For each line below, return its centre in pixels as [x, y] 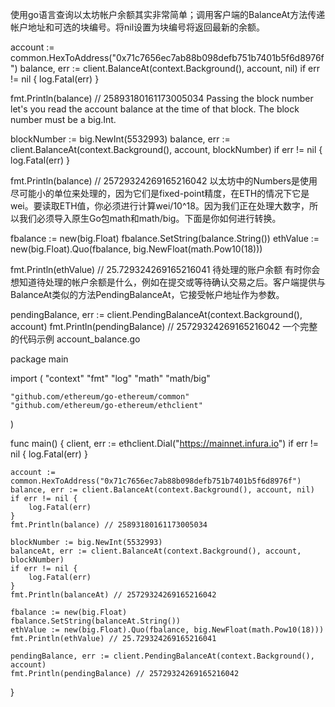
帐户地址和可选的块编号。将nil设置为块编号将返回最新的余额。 [138, 27]
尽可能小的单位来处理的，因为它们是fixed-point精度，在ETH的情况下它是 [160, 193]
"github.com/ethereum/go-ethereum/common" [100, 397]
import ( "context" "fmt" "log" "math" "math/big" [110, 378]
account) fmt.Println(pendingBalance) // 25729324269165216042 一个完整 [164, 326]
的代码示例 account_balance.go [75, 339]
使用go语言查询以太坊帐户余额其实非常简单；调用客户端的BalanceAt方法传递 [168, 14]
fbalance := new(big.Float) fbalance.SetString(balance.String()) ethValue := [165, 238]
